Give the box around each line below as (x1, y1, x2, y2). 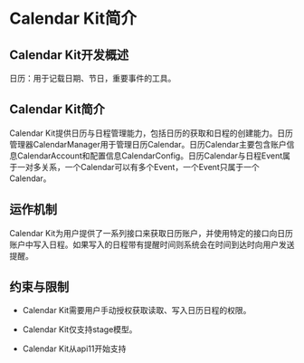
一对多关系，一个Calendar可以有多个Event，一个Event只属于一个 (16, 161, 260, 172)
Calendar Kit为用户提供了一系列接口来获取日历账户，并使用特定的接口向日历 (9, 227, 294, 238)
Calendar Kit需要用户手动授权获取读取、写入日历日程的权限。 (22, 305, 252, 316)
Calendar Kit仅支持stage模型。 (22, 324, 138, 335)
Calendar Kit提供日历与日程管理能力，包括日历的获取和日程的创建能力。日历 (9, 128, 294, 139)
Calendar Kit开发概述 (9, 47, 129, 62)
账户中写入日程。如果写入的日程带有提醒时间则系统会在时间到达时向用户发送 (9, 239, 295, 250)
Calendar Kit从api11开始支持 (22, 343, 127, 354)
